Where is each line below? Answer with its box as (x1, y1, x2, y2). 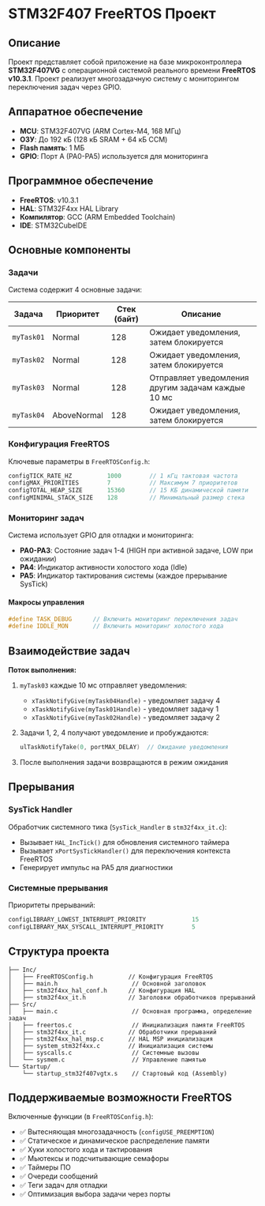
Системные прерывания (8, 882, 109, 893)
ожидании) (19, 554, 57, 563)
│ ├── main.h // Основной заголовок (8, 979, 207, 988)
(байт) (114, 314, 140, 325)
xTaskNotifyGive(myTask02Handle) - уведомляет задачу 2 (31, 713, 221, 722)
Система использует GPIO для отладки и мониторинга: (8, 530, 195, 540)
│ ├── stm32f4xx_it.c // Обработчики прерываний (8, 1028, 217, 1036)
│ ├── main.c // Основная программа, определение (8, 1007, 252, 1016)
